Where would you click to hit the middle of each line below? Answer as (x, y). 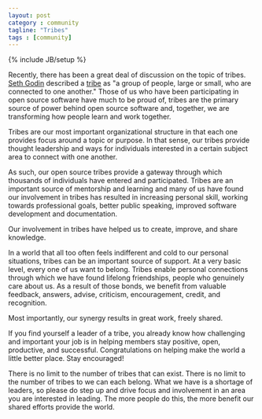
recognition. (28, 303)
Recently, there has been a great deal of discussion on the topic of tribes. (127, 75)
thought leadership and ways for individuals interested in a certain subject (128, 149)
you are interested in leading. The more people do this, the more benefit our (131, 399)
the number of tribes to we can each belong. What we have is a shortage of (131, 382)
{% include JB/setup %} (47, 60)
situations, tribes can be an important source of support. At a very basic (125, 261)
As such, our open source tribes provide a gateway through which (115, 172)
